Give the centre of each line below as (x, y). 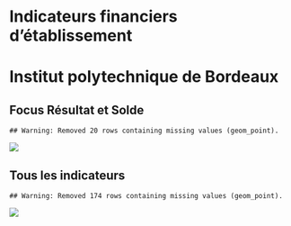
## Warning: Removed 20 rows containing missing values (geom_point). (144, 131)
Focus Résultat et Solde (77, 110)
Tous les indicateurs (67, 175)
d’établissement (71, 36)
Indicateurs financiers (93, 17)
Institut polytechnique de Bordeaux (144, 77)
